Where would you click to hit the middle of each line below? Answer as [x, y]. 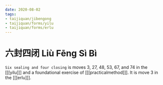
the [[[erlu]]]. [18, 78]
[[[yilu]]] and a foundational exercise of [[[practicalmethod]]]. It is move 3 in [82, 73]
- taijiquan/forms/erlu [29, 28]
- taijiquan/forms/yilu [29, 23]
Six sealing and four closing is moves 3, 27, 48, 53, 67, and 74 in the [76, 67]
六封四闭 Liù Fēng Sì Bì [51, 53]
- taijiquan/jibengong [28, 19]
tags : [11, 14]
